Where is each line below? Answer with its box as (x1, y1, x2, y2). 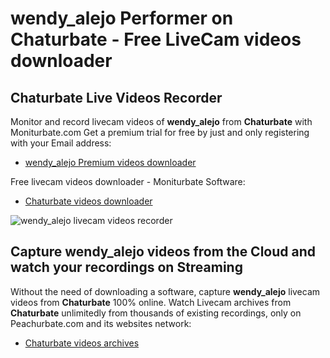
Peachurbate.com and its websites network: (10, 317, 192, 329)
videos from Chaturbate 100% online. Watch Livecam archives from (10, 296, 292, 308)
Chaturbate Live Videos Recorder (10, 89, 223, 106)
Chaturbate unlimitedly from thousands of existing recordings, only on (10, 307, 302, 319)
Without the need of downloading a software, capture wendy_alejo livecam (10, 285, 321, 297)
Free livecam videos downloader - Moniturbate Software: (10, 176, 246, 187)
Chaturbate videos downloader (24, 195, 153, 207)
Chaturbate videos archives (24, 337, 140, 349)
